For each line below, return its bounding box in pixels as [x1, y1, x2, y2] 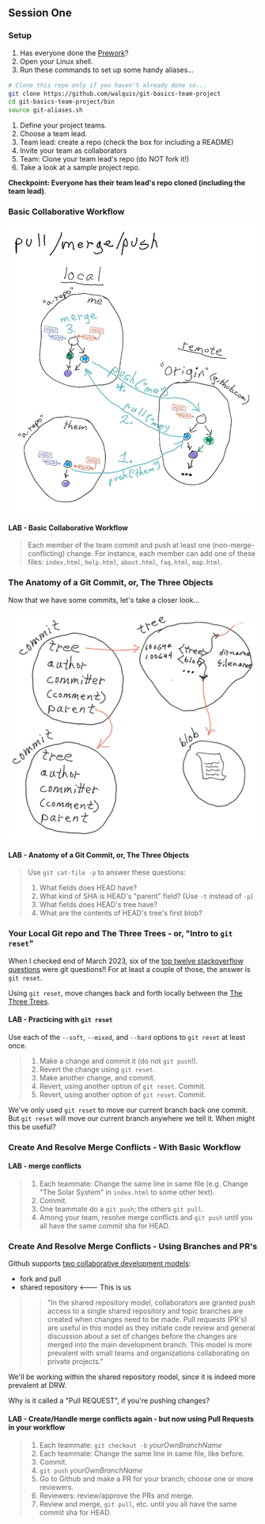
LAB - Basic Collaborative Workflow [8, 523, 128, 532]
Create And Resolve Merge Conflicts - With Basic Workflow [8, 1141, 241, 1153]
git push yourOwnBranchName [39, 1465, 143, 1475]
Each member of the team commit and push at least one [27, 540, 211, 550]
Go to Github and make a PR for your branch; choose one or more [39, 1473, 254, 1484]
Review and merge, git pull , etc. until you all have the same [39, 1499, 237, 1508]
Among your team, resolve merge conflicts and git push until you [39, 1213, 253, 1222]
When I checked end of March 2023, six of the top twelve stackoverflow [8, 956, 244, 966]
